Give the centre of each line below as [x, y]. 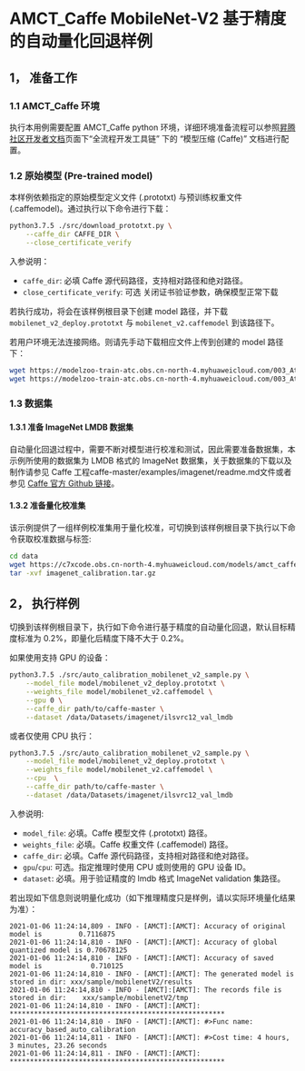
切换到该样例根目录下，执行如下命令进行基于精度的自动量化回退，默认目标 [148, 627]
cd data [24, 556]
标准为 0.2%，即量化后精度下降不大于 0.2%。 [103, 639]
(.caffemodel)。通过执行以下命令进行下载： [90, 209]
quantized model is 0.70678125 [69, 950]
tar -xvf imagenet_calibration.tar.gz [83, 573]
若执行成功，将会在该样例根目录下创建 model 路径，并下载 [119, 311]
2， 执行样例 [44, 604]
